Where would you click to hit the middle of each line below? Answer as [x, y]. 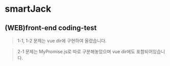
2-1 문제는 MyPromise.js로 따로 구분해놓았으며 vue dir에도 [76, 51]
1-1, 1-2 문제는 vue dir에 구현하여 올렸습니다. [62, 41]
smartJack [28, 9]
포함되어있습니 [151, 51]
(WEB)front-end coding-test [51, 28]
